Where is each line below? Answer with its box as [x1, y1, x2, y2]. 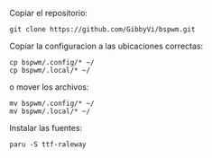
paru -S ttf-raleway [9, 140, 88, 149]
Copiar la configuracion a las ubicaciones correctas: [9, 40, 204, 51]
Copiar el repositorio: [9, 8, 88, 18]
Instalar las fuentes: [9, 123, 83, 133]
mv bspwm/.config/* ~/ [9, 99, 95, 108]
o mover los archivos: [9, 82, 89, 92]
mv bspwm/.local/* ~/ [9, 107, 91, 116]
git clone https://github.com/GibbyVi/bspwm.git [9, 25, 196, 34]
